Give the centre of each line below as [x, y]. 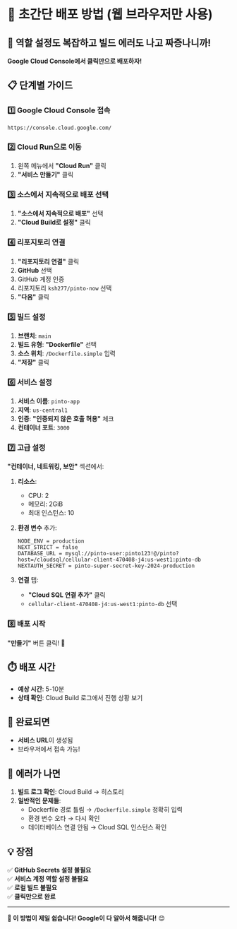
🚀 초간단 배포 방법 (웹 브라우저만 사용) [110, 14]
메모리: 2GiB [45, 504]
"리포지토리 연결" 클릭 [48, 261]
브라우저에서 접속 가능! [49, 749]
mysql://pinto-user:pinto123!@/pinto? [122, 554]
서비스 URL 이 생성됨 [45, 740]
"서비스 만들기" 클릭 [45, 174]
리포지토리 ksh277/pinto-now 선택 [65, 288]
